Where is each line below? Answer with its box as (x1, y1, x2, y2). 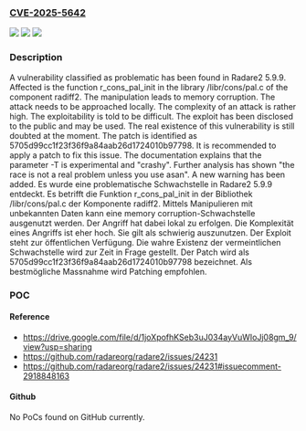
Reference (9, 311, 50, 322)
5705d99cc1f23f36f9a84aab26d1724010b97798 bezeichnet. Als (9, 256, 253, 267)
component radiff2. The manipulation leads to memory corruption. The (9, 91, 276, 102)
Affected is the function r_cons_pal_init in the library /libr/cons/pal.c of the (9, 81, 289, 92)
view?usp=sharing (22, 341, 93, 352)
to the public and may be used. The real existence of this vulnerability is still (9, 121, 295, 131)
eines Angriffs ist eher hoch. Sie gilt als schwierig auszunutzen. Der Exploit (9, 226, 292, 238)
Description (9, 51, 63, 64)
